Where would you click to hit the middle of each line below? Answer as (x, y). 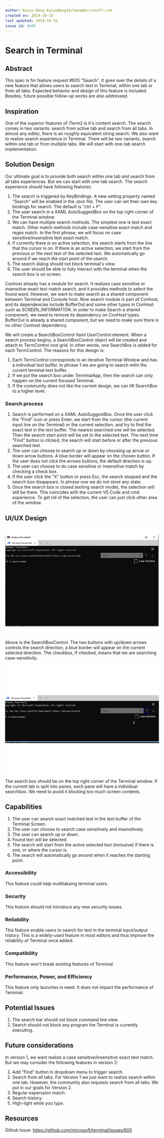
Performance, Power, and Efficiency (49, 977)
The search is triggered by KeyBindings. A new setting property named (83, 196)
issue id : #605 (20, 26)
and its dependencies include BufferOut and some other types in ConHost (79, 304)
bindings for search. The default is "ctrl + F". (57, 206)
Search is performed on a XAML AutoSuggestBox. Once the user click (82, 414)
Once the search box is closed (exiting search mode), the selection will (83, 487)
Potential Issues (30, 1008)
